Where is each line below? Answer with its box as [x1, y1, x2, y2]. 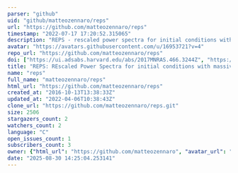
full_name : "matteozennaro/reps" [7, 76, 106, 83]
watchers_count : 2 [7, 121, 62, 129]
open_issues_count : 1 [7, 135, 72, 142]
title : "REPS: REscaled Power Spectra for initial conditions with [7, 63, 211, 70]
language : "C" [7, 129, 50, 136]
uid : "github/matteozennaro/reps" [7, 17, 110, 24]
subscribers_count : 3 [7, 142, 72, 149]
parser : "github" [7, 10, 59, 18]
